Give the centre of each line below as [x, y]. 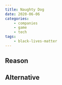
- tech [20, 32]
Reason [17, 61]
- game [20, 28]
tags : [10, 37]
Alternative [22, 77]
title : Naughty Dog [25, 9]
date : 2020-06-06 [23, 14]
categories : [17, 18]
